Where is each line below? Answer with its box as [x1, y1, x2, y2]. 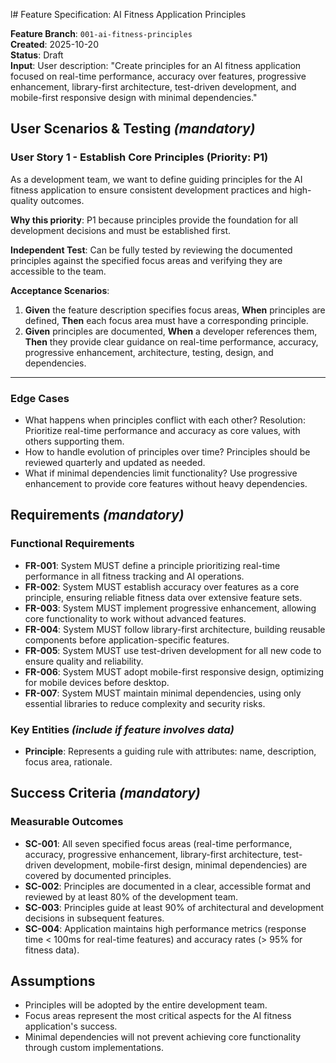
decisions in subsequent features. [24, 912, 165, 924]
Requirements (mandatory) [10, 507, 185, 524]
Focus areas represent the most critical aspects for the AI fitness [24, 1010, 292, 1022]
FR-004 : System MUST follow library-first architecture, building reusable [24, 623, 326, 635]
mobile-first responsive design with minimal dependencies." [10, 92, 258, 103]
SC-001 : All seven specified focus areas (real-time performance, [24, 837, 293, 849]
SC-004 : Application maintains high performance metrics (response [24, 922, 307, 934]
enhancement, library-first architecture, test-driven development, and [10, 81, 297, 93]
